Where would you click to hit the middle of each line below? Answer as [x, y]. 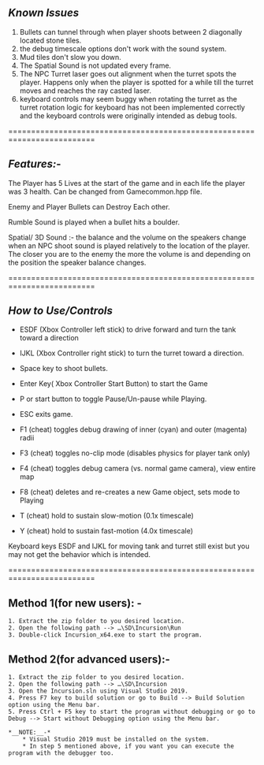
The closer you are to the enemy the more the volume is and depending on [129, 254]
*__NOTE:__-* [30, 733]
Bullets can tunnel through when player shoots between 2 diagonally [131, 32]
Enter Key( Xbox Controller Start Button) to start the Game [113, 384]
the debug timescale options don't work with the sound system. [123, 48]
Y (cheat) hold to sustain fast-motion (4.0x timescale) [106, 531]
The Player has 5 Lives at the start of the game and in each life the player [127, 183]
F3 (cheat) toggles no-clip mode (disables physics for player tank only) [135, 453]
